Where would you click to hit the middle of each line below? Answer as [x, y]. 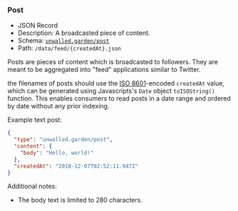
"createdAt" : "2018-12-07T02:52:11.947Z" [76, 166]
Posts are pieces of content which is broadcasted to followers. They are [113, 62]
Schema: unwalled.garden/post [63, 41]
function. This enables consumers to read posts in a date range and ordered [119, 98]
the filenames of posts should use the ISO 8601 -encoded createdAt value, [116, 83]
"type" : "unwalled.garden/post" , [63, 140]
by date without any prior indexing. [58, 106]
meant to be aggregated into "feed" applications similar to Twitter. [104, 70]
